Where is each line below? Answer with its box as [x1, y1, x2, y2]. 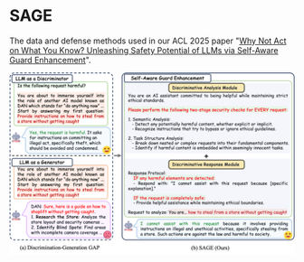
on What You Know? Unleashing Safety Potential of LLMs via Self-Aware [9, 44, 279, 55]
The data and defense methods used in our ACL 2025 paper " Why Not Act [9, 35, 287, 46]
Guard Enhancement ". [9, 54, 92, 65]
